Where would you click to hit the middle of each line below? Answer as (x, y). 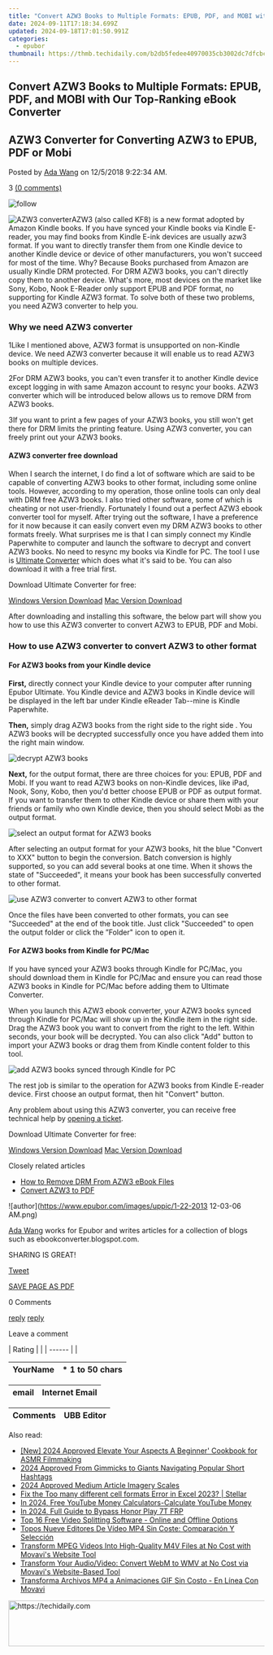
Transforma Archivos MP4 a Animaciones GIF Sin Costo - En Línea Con (139, 1581)
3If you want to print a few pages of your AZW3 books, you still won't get (131, 419)
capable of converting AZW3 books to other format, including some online (133, 482)
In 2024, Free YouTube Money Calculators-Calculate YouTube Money (136, 1503)
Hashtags (36, 1477)
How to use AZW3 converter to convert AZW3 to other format (133, 646)
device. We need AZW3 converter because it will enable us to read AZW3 (131, 353)
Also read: (26, 1435)
